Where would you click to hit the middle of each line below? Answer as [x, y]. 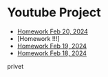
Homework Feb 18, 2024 [52, 53]
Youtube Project [54, 13]
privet [15, 66]
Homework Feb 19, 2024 [52, 46]
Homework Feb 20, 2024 [52, 31]
